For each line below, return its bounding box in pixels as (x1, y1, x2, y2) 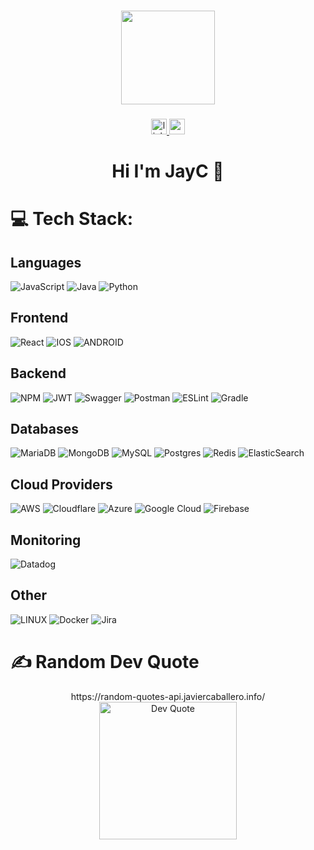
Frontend (10, 310, 69, 327)
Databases (10, 421, 80, 438)
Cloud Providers (10, 476, 113, 493)
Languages (10, 254, 82, 271)
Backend (10, 365, 67, 382)
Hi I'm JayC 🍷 (111, 160, 225, 183)
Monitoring (10, 531, 82, 549)
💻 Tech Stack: (10, 208, 134, 230)
